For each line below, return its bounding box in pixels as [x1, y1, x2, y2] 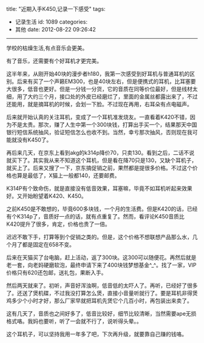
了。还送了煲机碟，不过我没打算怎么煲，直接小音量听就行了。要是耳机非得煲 [6, 290, 198, 296]
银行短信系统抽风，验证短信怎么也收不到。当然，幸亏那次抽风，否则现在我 [6, 129, 192, 135]
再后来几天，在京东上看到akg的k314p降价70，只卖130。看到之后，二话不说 [6, 149, 195, 156]
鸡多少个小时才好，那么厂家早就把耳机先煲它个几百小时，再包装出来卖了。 [6, 297, 192, 304]
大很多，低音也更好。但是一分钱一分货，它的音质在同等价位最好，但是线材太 [6, 86, 198, 92]
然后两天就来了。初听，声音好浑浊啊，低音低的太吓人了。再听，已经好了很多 [6, 282, 198, 289]
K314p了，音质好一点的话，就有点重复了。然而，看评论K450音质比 [16, 213, 185, 220]
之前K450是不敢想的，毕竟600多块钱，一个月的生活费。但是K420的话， [6, 205, 187, 212]
